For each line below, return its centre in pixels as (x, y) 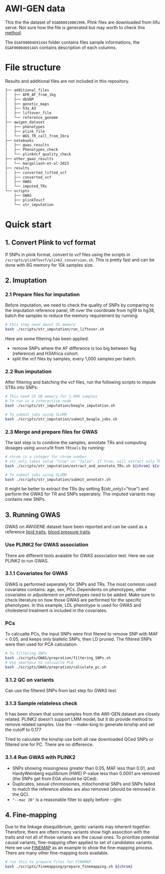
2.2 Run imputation (28, 371)
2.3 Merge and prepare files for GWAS (51, 432)
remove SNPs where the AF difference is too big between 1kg (74, 349)
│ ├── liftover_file (28, 113)
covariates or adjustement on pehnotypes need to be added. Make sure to (80, 594)
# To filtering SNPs (26, 654)
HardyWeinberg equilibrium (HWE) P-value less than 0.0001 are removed (86, 773)
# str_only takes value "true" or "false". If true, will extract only (80, 461)
